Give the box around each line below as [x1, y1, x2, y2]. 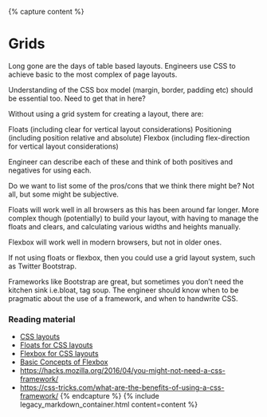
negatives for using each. [8, 165, 92, 175]
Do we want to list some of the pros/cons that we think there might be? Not [8, 181, 255, 190]
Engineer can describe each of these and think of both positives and [8, 157, 234, 166]
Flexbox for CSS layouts [19, 349, 99, 359]
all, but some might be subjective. [8, 189, 120, 199]
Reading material [8, 313, 76, 324]
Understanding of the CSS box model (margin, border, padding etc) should [8, 85, 253, 94]
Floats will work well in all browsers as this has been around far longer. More [8, 205, 259, 214]
